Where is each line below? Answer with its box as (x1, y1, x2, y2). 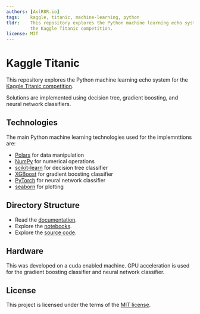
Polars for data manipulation (14, 151, 85, 158)
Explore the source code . (14, 229, 77, 236)
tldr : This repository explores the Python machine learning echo (6, 20, 183, 26)
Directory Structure (6, 200, 80, 210)
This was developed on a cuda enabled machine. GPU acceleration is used (6, 262, 190, 269)
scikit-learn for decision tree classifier (14, 164, 108, 171)
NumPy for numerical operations (14, 157, 95, 164)
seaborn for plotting (14, 183, 64, 190)
